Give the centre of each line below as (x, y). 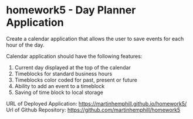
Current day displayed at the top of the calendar (72, 67)
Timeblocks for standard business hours (63, 73)
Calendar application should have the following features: (74, 56)
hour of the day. (26, 45)
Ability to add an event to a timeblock (60, 86)
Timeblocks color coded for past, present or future (76, 80)
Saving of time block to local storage (59, 92)
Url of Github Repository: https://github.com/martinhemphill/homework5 (93, 110)
